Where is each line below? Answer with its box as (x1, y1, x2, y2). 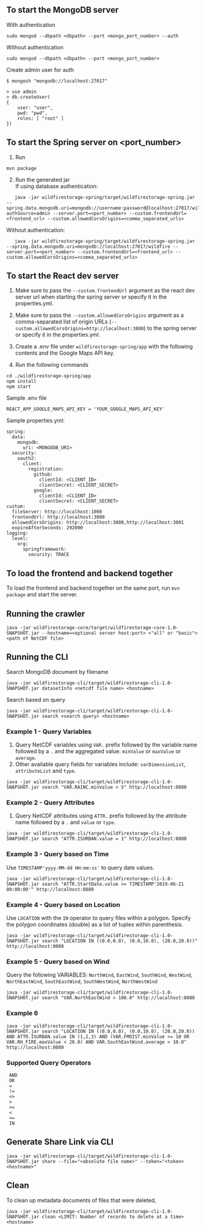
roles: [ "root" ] (17, 115, 64, 121)
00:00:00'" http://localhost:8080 (6, 886, 95, 892)
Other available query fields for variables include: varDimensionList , (15, 761, 186, 768)
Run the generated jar (15, 176, 70, 183)
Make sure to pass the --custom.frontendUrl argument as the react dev (15, 287, 195, 294)
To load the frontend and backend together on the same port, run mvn (6, 584, 180, 591)
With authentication (6, 21, 56, 28)
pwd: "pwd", (17, 110, 48, 116)
